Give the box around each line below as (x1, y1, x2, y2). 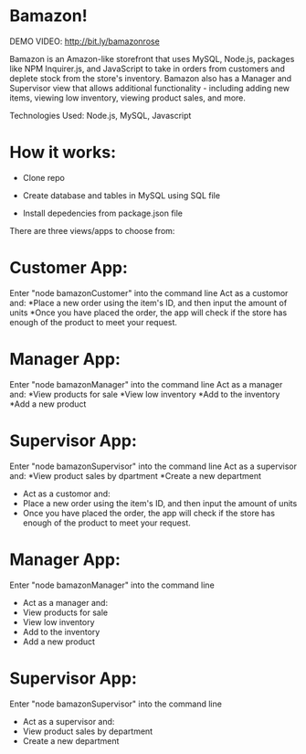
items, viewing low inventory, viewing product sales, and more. (9, 92, 247, 103)
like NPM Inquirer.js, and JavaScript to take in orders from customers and (9, 63, 285, 74)
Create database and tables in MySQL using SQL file (22, 189, 221, 201)
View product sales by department (22, 726, 153, 737)
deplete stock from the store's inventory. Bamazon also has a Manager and (9, 72, 292, 83)
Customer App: (9, 258, 128, 279)
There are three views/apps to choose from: (9, 225, 175, 236)
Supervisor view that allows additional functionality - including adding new (9, 82, 290, 93)
